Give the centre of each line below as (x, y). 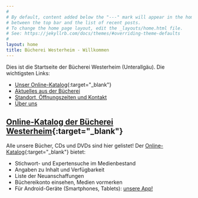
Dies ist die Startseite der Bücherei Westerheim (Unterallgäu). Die (85, 67)
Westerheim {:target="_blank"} (65, 132)
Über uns (26, 103)
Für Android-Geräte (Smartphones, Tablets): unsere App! (84, 188)
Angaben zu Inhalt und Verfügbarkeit (60, 170)
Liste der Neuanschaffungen (49, 176)
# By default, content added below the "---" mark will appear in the (95, 17)
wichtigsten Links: (28, 73)
